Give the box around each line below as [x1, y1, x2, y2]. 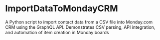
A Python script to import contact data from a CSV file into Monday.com [5, 19, 153, 25]
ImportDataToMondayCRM [5, 3, 118, 14]
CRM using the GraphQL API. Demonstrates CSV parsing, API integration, [5, 24, 156, 30]
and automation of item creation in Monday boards [5, 29, 109, 35]
